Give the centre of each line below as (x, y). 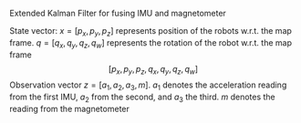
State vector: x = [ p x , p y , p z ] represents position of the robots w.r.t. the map (150, 32)
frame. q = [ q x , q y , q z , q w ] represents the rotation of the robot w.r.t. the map (150, 43)
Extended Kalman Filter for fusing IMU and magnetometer (118, 13)
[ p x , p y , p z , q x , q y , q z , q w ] (153, 70)
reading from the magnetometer (70, 108)
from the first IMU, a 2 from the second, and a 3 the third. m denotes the (142, 97)
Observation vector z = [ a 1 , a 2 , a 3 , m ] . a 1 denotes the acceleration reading (148, 86)
